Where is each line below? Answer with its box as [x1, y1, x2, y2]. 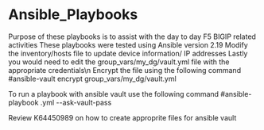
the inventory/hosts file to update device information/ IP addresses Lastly [8, 48, 248, 58]
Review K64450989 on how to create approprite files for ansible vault [8, 113, 237, 122]
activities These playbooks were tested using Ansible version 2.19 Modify [8, 40, 248, 49]
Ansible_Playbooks [8, 6, 138, 24]
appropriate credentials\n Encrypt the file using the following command [8, 65, 241, 75]
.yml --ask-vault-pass [40, 97, 112, 107]
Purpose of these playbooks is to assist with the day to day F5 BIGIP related [8, 32, 257, 41]
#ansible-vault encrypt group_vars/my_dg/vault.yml [8, 74, 177, 83]
